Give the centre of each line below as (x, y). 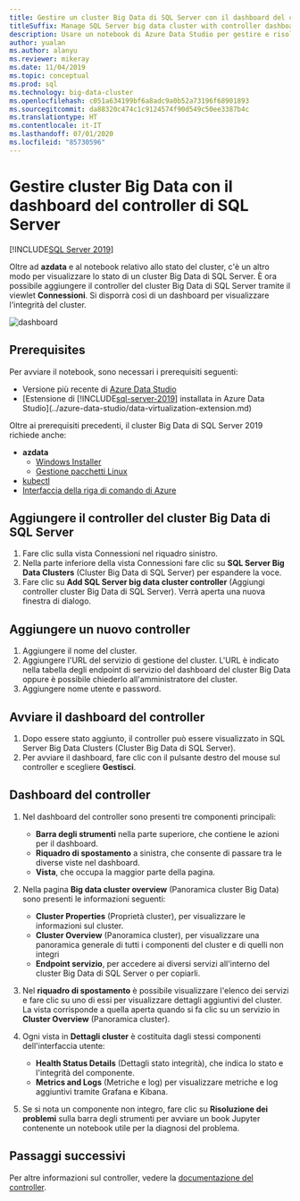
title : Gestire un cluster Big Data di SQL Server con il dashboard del (147, 17)
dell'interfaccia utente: (63, 1045)
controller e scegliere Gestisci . (79, 766)
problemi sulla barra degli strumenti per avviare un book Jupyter (141, 1118)
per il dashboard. (67, 843)
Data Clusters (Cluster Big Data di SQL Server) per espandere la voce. (152, 572)
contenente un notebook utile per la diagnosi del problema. (131, 1128)
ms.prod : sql (33, 84)
